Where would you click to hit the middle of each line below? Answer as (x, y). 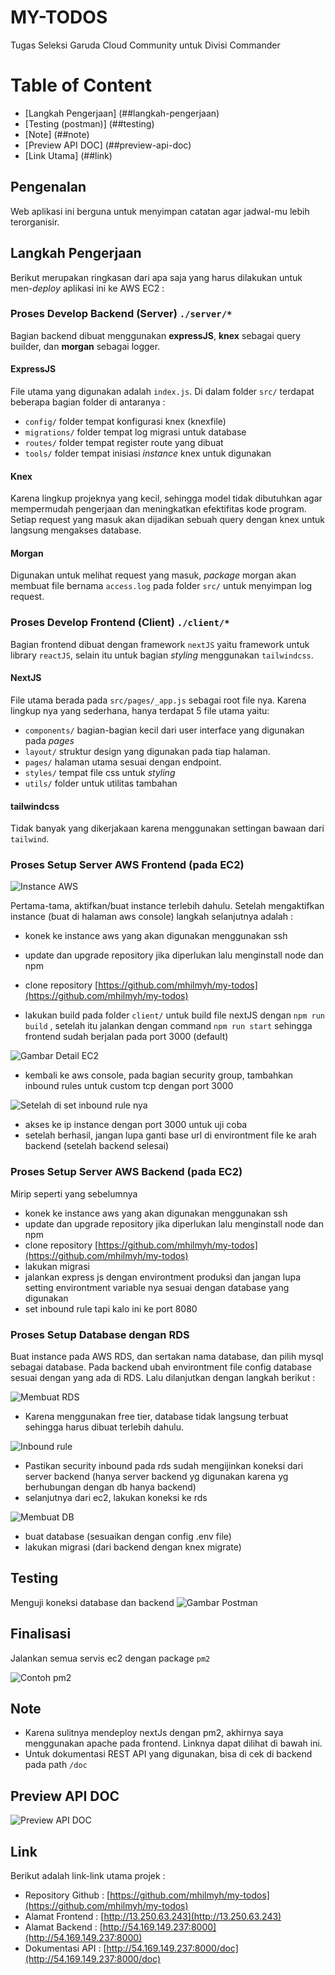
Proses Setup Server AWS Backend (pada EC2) (126, 1172)
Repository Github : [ (67, 1895)
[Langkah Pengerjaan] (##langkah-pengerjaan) (122, 113)
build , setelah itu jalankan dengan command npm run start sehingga (168, 1026)
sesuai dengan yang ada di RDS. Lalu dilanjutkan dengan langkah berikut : (163, 1377)
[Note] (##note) (57, 134)
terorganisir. (35, 222)
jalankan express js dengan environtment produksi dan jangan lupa (162, 1277)
